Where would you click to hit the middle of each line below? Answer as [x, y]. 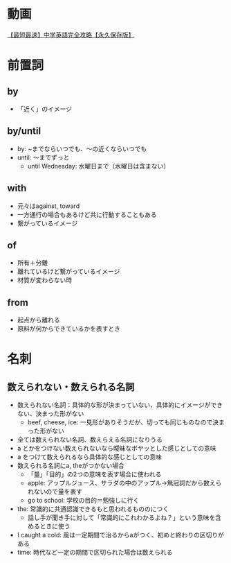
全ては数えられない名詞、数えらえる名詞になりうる [90, 440]
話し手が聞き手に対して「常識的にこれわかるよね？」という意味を [121, 518]
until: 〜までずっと [43, 157]
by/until [24, 131]
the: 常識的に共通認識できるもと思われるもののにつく [93, 509]
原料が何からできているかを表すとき [69, 329]
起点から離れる [38, 320]
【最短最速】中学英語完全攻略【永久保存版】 [71, 35]
